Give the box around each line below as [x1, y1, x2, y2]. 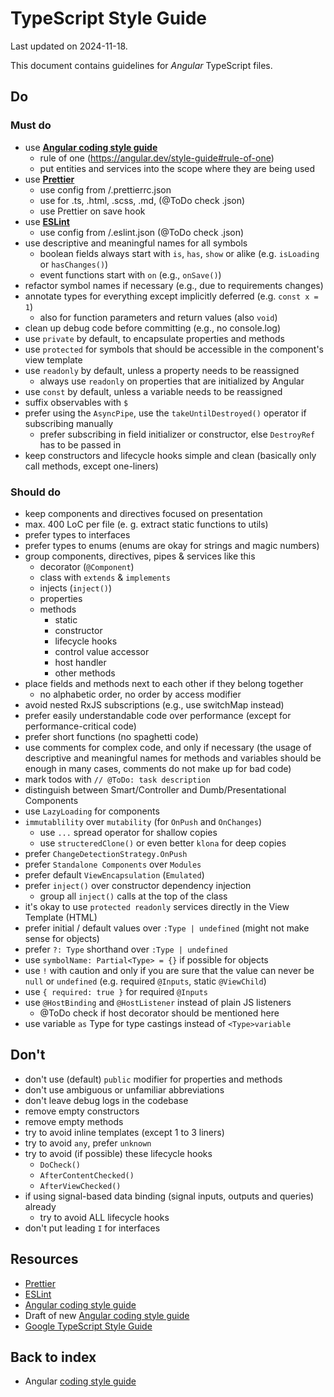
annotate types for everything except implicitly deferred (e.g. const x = [24, 290, 319, 302]
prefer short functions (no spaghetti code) [24, 730, 199, 742]
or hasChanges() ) [39, 258, 109, 270]
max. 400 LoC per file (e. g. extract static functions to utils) [24, 518, 269, 530]
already [24, 1200, 57, 1212]
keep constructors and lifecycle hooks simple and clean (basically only [24, 449, 317, 461]
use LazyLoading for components [24, 805, 160, 817]
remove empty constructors [24, 1105, 140, 1117]
